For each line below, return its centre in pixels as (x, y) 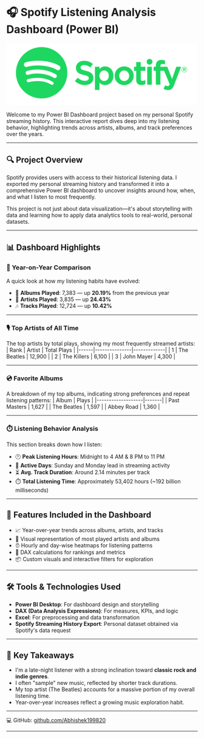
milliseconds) (32, 490)
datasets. (18, 222)
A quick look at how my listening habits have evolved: (73, 281)
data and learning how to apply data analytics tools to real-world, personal (99, 215)
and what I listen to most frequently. (51, 197)
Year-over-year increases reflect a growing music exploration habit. (100, 703)
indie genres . (32, 676)
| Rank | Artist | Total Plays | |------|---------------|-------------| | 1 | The (97, 350)
